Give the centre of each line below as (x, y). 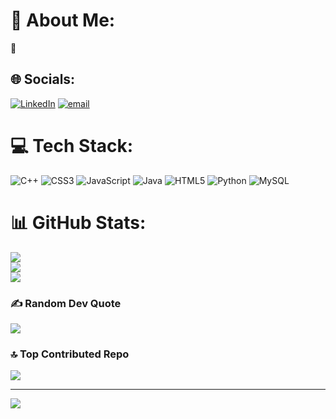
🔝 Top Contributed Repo (70, 354)
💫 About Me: (63, 20)
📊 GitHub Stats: (78, 222)
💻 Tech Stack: (72, 145)
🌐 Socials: (43, 79)
